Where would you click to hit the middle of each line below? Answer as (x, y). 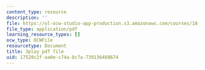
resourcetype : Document (37, 46)
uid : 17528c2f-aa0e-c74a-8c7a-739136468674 (63, 57)
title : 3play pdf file (35, 52)
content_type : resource (37, 12)
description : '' (27, 18)
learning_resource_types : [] (43, 35)
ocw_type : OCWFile (30, 40)
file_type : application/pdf (42, 29)
